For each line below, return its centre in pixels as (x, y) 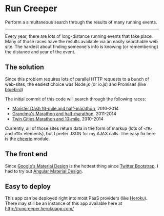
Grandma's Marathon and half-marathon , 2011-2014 (64, 114)
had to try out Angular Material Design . (44, 171)
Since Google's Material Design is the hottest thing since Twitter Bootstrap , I (82, 166)
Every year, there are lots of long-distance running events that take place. (79, 36)
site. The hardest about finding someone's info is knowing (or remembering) (82, 47)
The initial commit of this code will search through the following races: (76, 99)
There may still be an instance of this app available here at (64, 203)
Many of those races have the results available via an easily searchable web (82, 41)
